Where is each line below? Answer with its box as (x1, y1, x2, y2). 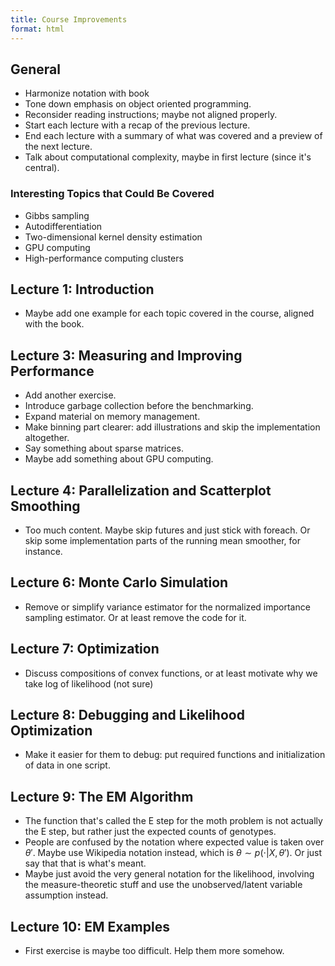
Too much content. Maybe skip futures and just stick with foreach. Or (24, 524, 311, 536)
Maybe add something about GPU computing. (24, 453, 214, 465)
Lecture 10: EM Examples (10, 918, 170, 935)
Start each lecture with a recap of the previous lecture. (24, 119, 251, 131)
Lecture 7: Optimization (10, 641, 160, 658)
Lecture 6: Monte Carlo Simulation (10, 574, 229, 591)
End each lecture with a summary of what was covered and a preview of (24, 130, 323, 142)
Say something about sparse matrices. (24, 442, 184, 455)
